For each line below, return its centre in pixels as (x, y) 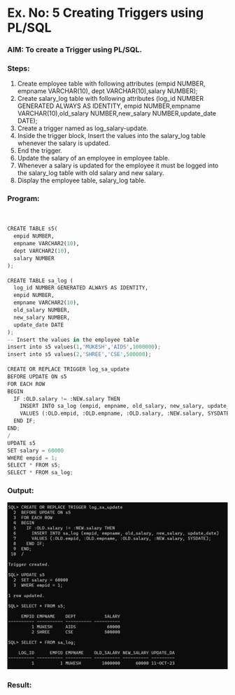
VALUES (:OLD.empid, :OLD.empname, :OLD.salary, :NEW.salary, (112, 414)
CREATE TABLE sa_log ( (40, 281)
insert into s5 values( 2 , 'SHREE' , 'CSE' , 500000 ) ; (79, 355)
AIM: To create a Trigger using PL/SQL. (74, 50)
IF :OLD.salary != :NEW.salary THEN (67, 399)
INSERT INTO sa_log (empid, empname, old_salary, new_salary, (112, 406)
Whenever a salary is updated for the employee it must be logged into (118, 165)
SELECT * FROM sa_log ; (40, 473)
